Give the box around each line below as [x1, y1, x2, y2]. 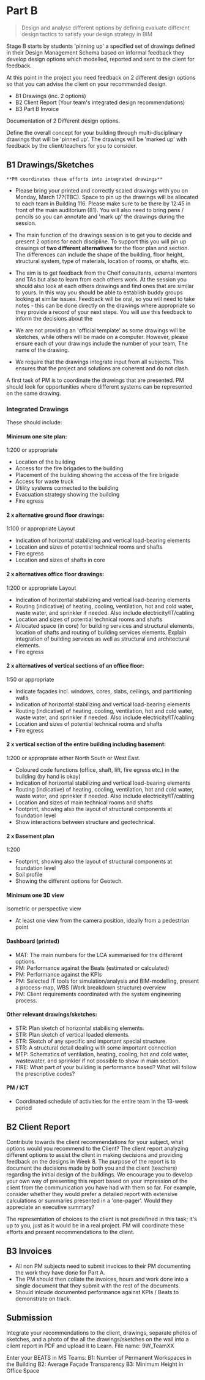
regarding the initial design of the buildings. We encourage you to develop [6, 1170, 193, 1178]
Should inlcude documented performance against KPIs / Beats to [15, 1288, 179, 1295]
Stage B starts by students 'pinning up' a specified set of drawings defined [6, 42, 195, 50]
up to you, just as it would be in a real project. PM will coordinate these [6, 1221, 185, 1229]
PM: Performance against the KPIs [15, 970, 102, 978]
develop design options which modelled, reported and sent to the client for [6, 55, 195, 63]
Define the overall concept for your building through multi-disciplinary [6, 129, 182, 136]
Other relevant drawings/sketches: [6, 1011, 97, 1018]
